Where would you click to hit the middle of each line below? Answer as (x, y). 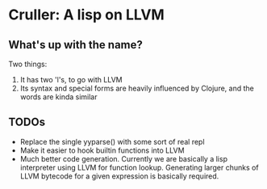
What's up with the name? (76, 45)
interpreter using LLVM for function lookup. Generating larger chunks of (140, 167)
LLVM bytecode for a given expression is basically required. (119, 176)
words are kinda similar (59, 97)
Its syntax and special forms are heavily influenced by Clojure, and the (137, 88)
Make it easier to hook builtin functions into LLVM (102, 150)
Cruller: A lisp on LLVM (87, 15)
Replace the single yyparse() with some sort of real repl (112, 141)
